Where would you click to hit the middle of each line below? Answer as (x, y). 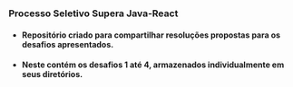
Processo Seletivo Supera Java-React (93, 13)
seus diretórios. (52, 74)
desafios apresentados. (68, 44)
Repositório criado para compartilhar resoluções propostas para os (151, 35)
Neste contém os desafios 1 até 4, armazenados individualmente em (153, 65)
